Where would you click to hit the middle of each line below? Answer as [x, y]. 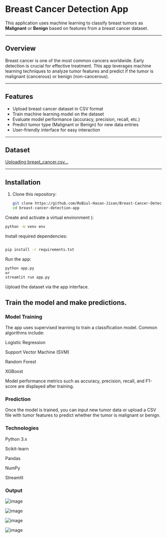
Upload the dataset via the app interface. [47, 287]
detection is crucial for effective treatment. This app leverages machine [78, 66]
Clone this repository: [34, 194]
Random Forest [21, 362]
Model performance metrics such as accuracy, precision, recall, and [75, 381]
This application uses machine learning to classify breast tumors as [74, 23]
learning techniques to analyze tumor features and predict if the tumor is [80, 71]
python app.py [20, 268]
